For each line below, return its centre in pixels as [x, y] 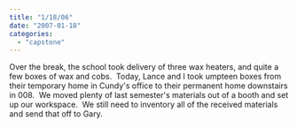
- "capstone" [41, 42]
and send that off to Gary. [56, 114]
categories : [31, 34]
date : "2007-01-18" [45, 26]
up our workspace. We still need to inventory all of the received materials [144, 105]
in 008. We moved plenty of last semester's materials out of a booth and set [149, 95]
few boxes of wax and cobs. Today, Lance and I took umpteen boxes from [145, 77]
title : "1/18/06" [41, 17]
